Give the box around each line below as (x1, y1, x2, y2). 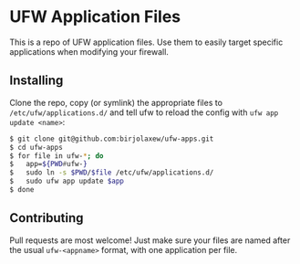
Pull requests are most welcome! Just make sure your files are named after (9, 235, 291, 246)
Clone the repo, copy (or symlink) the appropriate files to (9, 97, 223, 108)
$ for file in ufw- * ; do (9, 151, 104, 161)
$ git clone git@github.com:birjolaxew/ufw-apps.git (9, 134, 214, 143)
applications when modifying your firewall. (9, 46, 169, 57)
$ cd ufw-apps (9, 143, 64, 152)
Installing (9, 73, 64, 89)
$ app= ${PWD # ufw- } (9, 160, 88, 169)
